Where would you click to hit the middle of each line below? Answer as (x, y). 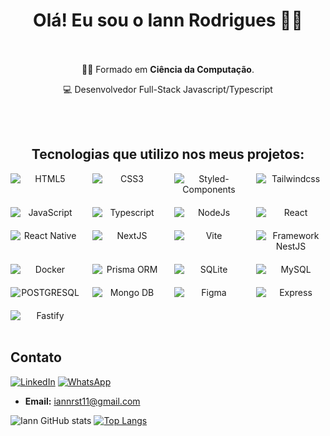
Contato (36, 357)
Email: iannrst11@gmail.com (82, 401)
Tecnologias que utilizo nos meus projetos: (168, 154)
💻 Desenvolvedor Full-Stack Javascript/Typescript (168, 89)
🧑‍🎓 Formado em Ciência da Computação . (168, 69)
